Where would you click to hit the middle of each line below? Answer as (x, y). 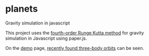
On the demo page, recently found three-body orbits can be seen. (75, 48)
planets (22, 9)
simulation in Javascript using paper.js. (46, 38)
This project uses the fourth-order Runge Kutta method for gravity (75, 33)
